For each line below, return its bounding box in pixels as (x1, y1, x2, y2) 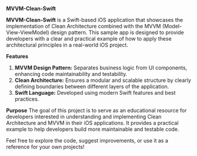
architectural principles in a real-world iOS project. (6, 41, 128, 48)
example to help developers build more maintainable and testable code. (6, 126, 179, 132)
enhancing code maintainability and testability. (14, 71, 128, 77)
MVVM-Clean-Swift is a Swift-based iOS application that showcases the (6, 16, 183, 23)
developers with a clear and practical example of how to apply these (6, 35, 172, 42)
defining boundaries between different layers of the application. (14, 83, 169, 90)
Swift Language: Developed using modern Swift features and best (14, 89, 176, 96)
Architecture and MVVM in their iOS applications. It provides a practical (6, 120, 179, 126)
